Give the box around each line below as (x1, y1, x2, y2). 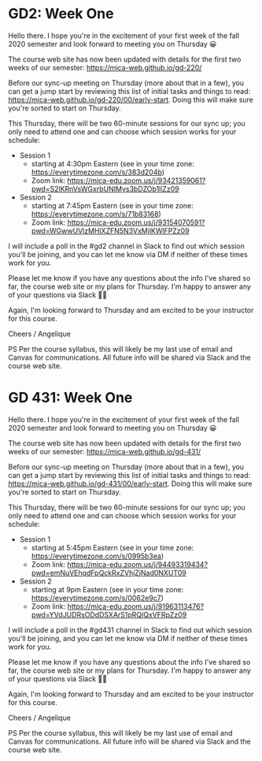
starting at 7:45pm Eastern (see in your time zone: (31, 200, 194, 210)
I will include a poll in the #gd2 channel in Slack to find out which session (8, 241, 245, 251)
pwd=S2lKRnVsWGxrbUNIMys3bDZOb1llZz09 (31, 184, 179, 193)
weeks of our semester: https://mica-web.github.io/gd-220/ (8, 62, 202, 72)
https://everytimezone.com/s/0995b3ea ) (31, 551, 164, 561)
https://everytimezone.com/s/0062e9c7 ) (31, 593, 164, 602)
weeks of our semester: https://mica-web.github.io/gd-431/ (8, 446, 201, 456)
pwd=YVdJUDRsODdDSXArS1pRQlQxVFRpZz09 (31, 610, 187, 619)
